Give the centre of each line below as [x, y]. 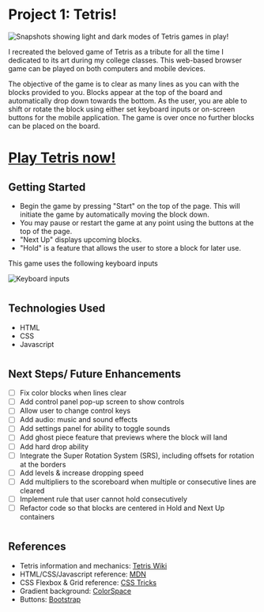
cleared [32, 490]
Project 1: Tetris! [62, 15]
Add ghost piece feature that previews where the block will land [123, 437]
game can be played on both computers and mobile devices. [107, 68]
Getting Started [47, 187]
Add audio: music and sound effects [79, 420]
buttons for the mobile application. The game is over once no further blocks [131, 117]
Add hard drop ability [54, 446]
